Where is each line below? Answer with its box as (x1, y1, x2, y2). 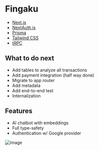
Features (5, 107, 33, 115)
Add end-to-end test (12, 87, 53, 93)
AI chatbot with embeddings (12, 120, 69, 126)
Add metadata (12, 83, 41, 88)
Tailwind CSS (12, 35, 39, 41)
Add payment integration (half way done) (12, 72, 95, 78)
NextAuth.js (12, 24, 36, 30)
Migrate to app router (12, 77, 55, 83)
